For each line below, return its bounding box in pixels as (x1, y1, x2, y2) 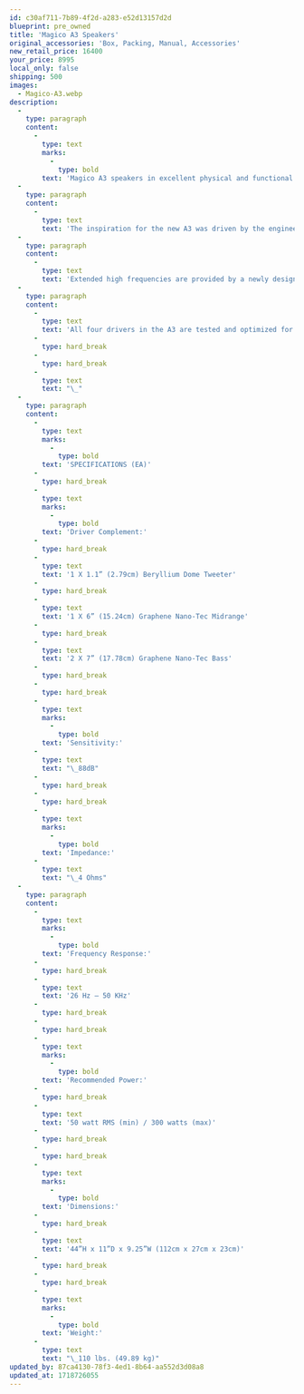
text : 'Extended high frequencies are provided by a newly (42, 275, 270, 284)
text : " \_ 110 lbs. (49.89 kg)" (42, 1354, 160, 1363)
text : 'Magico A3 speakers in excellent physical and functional (42, 173, 294, 182)
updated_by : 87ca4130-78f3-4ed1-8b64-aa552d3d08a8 (9, 1362, 204, 1371)
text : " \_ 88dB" (42, 764, 100, 773)
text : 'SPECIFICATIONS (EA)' (42, 460, 152, 470)
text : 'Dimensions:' (42, 1203, 119, 1212)
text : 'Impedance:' (42, 848, 116, 857)
